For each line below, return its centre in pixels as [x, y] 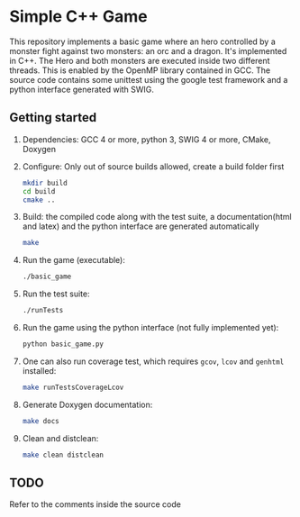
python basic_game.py [63, 344]
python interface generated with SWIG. [82, 89]
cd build [39, 191]
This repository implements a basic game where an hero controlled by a [143, 41]
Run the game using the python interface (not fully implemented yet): [150, 327]
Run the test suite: [56, 294]
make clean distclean [63, 455]
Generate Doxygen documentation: [87, 404]
